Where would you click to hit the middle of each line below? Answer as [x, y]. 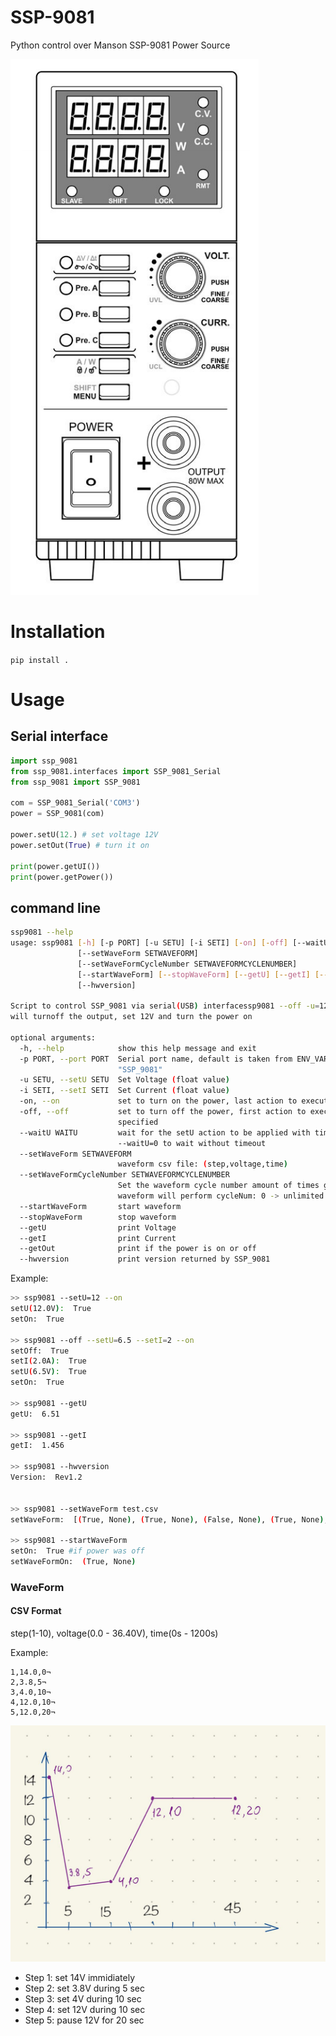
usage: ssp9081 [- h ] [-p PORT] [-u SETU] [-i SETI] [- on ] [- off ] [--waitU [169, 943]
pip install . [40, 660]
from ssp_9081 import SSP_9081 [75, 782]
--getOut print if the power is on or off [138, 1249]
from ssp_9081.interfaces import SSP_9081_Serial [116, 771]
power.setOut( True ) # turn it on [80, 845]
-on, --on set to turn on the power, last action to [158, 1101]
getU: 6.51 [35, 1414]
